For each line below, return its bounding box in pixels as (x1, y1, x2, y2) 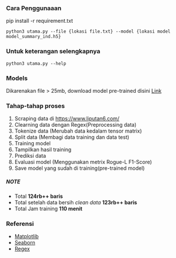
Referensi (6, 220, 34, 228)
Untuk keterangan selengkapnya (6, 47, 101, 55)
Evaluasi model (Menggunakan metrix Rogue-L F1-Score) (14, 159, 153, 166)
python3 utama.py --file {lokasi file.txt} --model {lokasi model (6, 29, 171, 34)
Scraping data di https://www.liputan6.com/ (14, 115, 119, 122)
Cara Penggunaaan (6, 4, 62, 12)
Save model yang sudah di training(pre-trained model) (14, 165, 145, 172)
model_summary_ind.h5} (6, 34, 61, 40)
